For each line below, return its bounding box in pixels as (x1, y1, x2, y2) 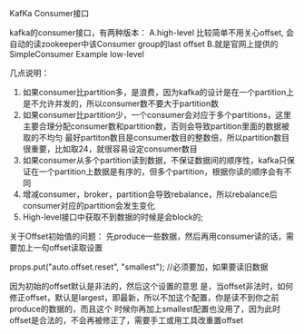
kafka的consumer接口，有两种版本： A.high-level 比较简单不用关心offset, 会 (9, 27, 295, 38)
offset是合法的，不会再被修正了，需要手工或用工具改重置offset (9, 315, 244, 325)
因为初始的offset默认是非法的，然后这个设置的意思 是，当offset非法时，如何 (9, 280, 293, 291)
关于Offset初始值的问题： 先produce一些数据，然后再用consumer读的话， (9, 231, 287, 241)
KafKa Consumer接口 (9, 8, 89, 18)
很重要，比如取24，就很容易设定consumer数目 (22, 143, 198, 154)
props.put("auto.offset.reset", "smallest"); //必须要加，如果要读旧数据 (9, 261, 269, 272)
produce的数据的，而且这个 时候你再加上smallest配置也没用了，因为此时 (9, 303, 281, 314)
